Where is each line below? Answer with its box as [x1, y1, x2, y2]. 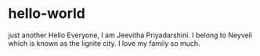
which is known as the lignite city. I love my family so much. [8, 38, 201, 47]
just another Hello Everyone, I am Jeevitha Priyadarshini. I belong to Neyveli [8, 30, 253, 40]
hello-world [8, 5, 86, 23]
